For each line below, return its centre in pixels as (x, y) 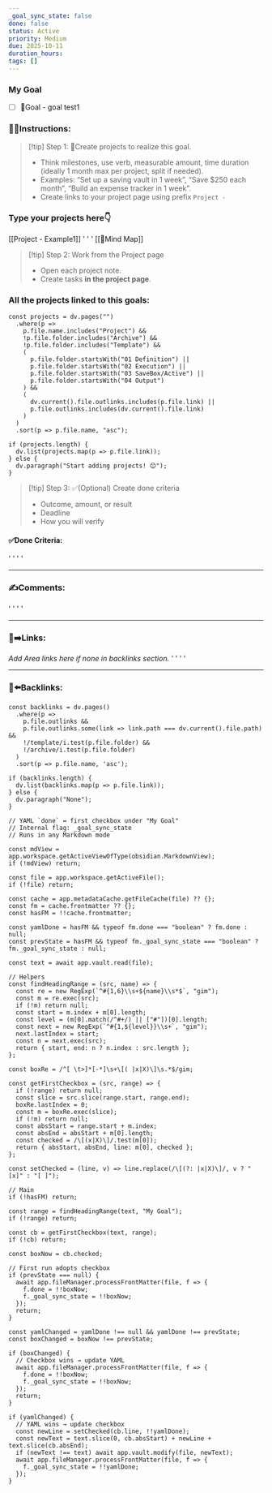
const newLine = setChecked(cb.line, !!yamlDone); (103, 1432)
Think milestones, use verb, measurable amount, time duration (144, 162)
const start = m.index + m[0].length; (81, 1013)
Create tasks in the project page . (96, 279)
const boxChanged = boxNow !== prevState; (81, 1340)
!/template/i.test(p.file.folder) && (87, 743)
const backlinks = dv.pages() (59, 708)
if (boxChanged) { (39, 1353)
